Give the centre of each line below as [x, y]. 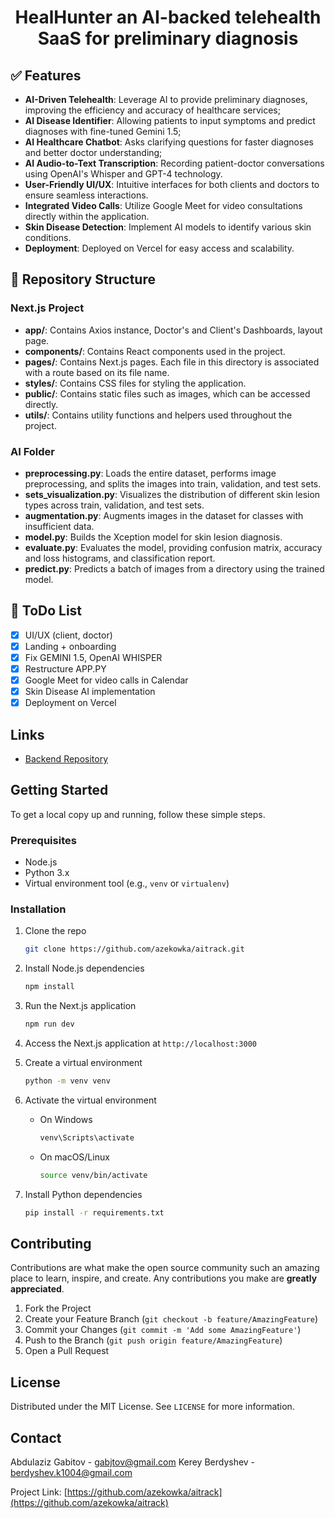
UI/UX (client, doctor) [68, 635]
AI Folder [32, 451]
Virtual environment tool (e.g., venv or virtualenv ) [127, 883]
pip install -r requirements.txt [94, 1212]
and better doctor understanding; [93, 152]
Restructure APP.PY [65, 668]
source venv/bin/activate [93, 1175]
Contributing [51, 1243]
